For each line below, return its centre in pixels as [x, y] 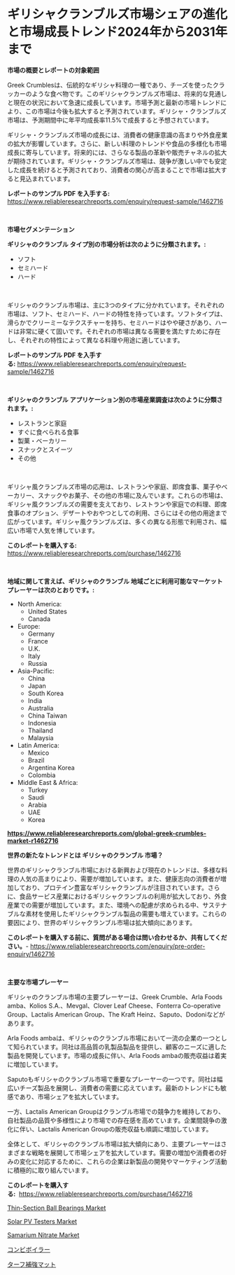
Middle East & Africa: [48, 782]
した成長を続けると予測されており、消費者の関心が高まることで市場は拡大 [114, 169]
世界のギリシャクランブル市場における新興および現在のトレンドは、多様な [114, 870]
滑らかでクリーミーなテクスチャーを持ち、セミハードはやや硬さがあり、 [111, 322]
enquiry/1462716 [31, 954]
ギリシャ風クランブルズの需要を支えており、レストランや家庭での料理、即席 [117, 504]
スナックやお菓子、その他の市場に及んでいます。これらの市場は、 [132, 495]
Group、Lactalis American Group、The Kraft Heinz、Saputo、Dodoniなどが [116, 1014]
